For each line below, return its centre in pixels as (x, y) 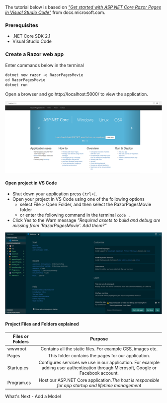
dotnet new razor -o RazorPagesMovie (44, 75)
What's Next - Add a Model (33, 397)
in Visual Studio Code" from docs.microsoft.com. (55, 12)
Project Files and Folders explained (42, 324)
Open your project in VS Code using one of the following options (79, 199)
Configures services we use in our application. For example (99, 363)
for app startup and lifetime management (99, 385)
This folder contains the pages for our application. (99, 356)
